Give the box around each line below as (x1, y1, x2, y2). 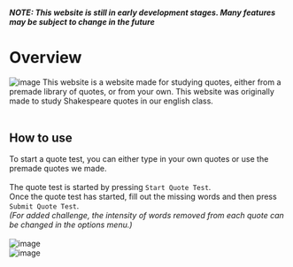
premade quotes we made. (9, 164, 107, 174)
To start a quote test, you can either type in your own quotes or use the (9, 154, 269, 164)
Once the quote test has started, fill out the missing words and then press (9, 191, 277, 202)
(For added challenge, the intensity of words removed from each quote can (9, 210, 285, 221)
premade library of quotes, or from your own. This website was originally (9, 86, 274, 96)
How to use (9, 130, 73, 145)
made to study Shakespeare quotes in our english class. (9, 95, 214, 106)
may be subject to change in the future (9, 16, 155, 27)
